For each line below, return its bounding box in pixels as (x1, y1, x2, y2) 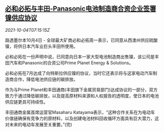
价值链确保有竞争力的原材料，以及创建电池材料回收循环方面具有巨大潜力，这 (5, 115, 159, 121)
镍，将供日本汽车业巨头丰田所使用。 (5, 43, 78, 49)
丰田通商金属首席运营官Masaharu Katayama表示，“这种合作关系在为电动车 (5, 109, 155, 115)
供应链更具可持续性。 (5, 99, 48, 105)
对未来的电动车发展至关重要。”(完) (5, 121, 72, 127)
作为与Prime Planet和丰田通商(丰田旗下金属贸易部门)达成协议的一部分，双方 (5, 87, 158, 92)
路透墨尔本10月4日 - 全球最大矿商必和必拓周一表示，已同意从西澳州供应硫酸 (5, 37, 158, 43)
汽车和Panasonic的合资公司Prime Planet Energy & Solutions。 (9, 60, 133, 66)
